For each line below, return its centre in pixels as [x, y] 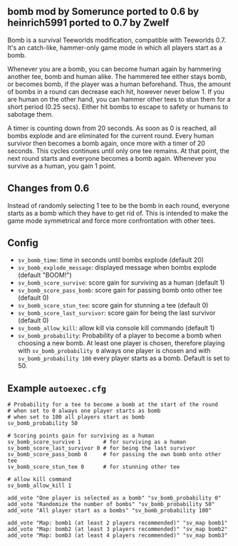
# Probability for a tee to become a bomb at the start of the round [113, 405]
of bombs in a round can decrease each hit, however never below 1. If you [116, 91]
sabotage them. [30, 114]
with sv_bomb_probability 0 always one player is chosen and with [114, 351]
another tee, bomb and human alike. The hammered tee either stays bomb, [117, 76]
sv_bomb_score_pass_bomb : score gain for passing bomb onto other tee [120, 290]
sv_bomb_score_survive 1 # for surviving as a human [97, 442]
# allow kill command [40, 480]
